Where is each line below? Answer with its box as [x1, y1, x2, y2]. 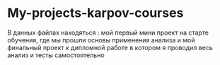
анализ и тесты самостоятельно [7, 51, 105, 59]
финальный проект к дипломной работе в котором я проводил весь [7, 43, 214, 52]
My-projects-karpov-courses [7, 5, 184, 21]
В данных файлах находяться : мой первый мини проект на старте [7, 28, 209, 37]
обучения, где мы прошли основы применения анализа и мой [7, 35, 195, 44]
